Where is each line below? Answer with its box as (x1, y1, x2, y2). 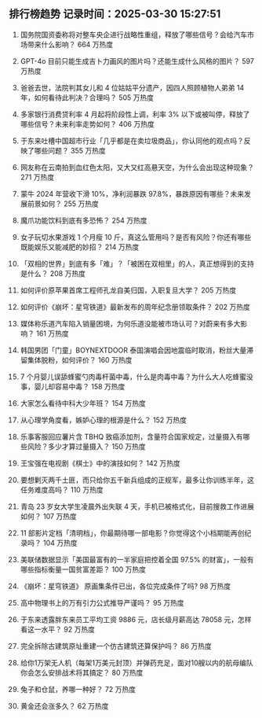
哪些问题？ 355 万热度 (34, 145, 106, 155)
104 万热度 (42, 538, 78, 547)
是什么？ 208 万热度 (20, 268, 86, 278)
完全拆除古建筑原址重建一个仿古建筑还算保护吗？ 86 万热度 (20, 641, 213, 650)
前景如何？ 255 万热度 (27, 199, 99, 208)
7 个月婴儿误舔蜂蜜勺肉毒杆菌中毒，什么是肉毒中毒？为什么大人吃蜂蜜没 (20, 372, 253, 381)
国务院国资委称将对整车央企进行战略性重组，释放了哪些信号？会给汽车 (20, 30, 248, 39)
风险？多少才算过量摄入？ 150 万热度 (27, 441, 146, 451)
